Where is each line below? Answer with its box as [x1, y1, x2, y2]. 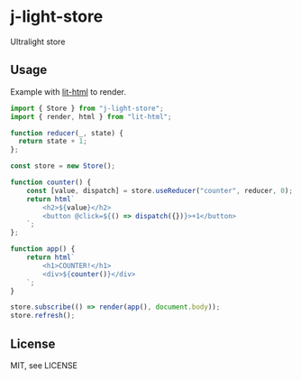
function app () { [10, 245, 76, 254]
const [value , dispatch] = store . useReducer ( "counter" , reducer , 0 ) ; [26, 186, 294, 195]
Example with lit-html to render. [10, 86, 127, 97]
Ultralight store [10, 36, 66, 47]
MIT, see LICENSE [10, 359, 78, 371]
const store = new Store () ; [10, 162, 116, 171]
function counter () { [10, 178, 92, 187]
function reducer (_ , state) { [10, 128, 124, 137]
